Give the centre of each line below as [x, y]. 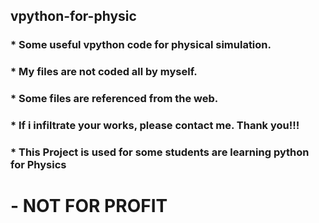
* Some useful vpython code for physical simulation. [141, 45]
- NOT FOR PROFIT [89, 206]
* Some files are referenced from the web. [114, 99]
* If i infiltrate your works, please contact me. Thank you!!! [155, 126]
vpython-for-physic [73, 16]
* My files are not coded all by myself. [104, 72]
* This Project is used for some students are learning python [160, 152]
